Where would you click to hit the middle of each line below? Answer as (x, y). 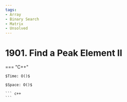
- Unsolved (17, 28)
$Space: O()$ (19, 85)
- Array (13, 14)
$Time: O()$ (18, 76)
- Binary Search (22, 19)
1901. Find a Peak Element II (64, 53)
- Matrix (14, 24)
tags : (11, 10)
